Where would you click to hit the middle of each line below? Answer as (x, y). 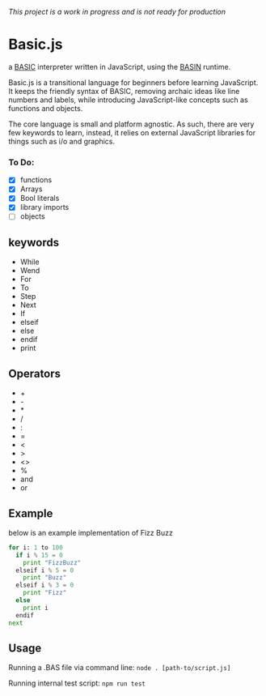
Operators (35, 373)
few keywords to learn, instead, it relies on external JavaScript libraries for (132, 132)
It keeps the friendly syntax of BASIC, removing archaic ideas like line (124, 91)
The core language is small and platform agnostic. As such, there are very (131, 124)
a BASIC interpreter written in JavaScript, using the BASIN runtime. (120, 66)
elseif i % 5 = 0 (45, 570)
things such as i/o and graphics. (62, 141)
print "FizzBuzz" (52, 562)
